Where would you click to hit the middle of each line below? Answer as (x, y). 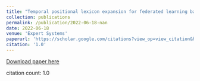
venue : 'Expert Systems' (37, 34)
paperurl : (18, 39)
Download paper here (33, 61)
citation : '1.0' (26, 45)
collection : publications (38, 17)
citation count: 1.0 (28, 73)
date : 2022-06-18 (28, 28)
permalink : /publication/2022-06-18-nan (57, 22)
